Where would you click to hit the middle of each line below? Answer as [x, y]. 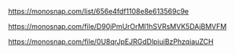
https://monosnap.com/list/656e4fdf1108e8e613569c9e [99, 11]
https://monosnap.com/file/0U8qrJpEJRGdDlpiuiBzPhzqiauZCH [111, 41]
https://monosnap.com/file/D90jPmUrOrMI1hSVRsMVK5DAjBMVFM [117, 26]
